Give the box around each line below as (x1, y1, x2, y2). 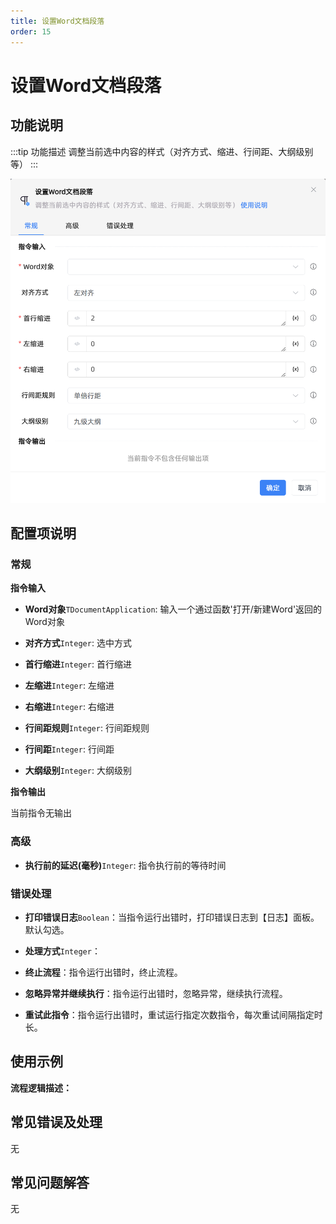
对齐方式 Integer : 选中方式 (24, 637, 132, 649)
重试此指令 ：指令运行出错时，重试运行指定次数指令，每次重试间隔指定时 (24, 1008, 323, 1020)
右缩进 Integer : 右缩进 (24, 701, 115, 713)
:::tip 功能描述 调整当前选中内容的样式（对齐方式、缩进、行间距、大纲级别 (10, 145, 314, 157)
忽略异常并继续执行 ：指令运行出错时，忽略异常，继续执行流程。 (24, 987, 288, 999)
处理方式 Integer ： (24, 945, 101, 957)
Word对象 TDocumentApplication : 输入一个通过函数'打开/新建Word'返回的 (24, 603, 323, 615)
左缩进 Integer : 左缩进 (24, 680, 115, 692)
